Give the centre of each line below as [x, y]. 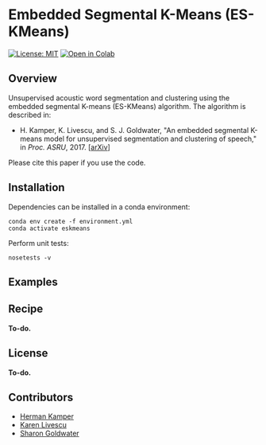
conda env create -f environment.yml [71, 221]
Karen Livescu [43, 425]
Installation [37, 187]
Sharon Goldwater [49, 433]
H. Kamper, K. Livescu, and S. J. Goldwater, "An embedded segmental [134, 130]
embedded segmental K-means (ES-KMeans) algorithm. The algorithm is [127, 106]
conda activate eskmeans [49, 228]
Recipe [26, 309]
